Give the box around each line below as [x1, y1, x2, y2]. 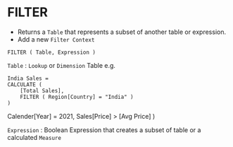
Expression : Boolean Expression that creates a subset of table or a [7, 125, 201, 134]
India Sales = [7, 75, 49, 82]
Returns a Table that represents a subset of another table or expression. [17, 28, 227, 36]
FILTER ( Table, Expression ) [7, 49, 96, 56]
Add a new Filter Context [17, 35, 95, 43]
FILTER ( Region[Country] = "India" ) [20, 93, 134, 100]
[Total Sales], [20, 87, 65, 94]
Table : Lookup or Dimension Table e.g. [7, 61, 116, 69]
